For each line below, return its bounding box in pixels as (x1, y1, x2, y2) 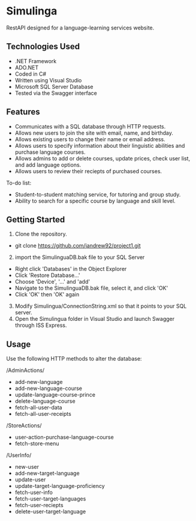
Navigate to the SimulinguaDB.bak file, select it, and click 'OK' (14, 284, 168, 292)
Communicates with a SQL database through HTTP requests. (14, 123, 166, 130)
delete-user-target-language (14, 508, 86, 515)
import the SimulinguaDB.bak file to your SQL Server (14, 254, 145, 261)
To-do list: (6, 179, 32, 186)
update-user (14, 476, 46, 483)
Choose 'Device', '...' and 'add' (14, 278, 91, 285)
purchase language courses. (14, 148, 86, 156)
